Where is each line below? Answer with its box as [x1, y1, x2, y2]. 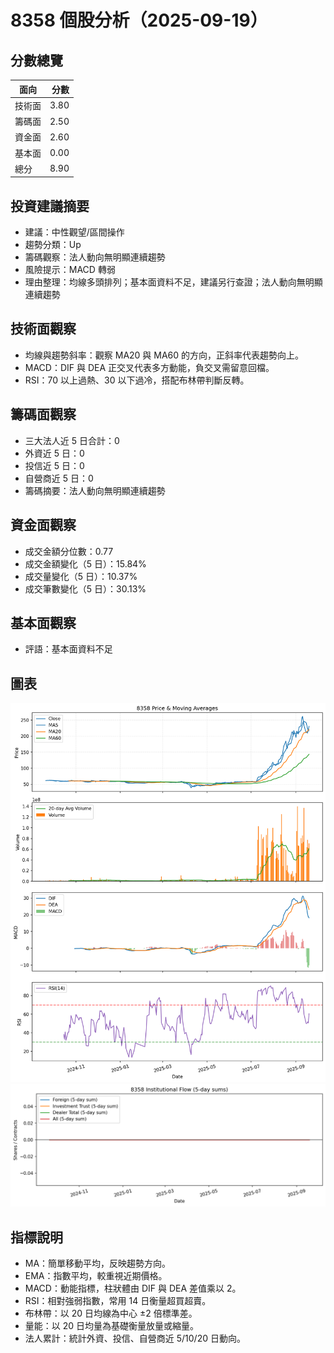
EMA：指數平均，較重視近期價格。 [24, 1270, 168, 1282]
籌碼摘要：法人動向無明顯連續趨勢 [24, 484, 166, 496]
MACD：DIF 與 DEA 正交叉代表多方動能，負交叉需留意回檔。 [24, 361, 275, 373]
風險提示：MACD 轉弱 [24, 264, 116, 276]
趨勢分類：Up [24, 239, 82, 251]
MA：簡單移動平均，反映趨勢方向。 [24, 1257, 172, 1270]
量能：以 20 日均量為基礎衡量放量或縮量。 [24, 1320, 200, 1332]
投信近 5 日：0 [24, 459, 85, 471]
